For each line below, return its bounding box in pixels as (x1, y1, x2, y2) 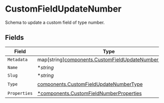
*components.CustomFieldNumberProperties (37, 90, 142, 97)
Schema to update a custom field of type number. (5, 19, 105, 25)
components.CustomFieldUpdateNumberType (37, 81, 143, 88)
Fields (5, 34, 24, 42)
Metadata (7, 57, 28, 62)
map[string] (37, 56, 65, 63)
